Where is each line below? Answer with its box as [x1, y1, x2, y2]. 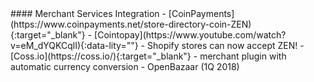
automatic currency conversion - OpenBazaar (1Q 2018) [10, 61, 240, 72]
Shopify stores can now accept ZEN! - [146, 40, 305, 51]
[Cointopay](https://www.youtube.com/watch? [94, 29, 287, 41]
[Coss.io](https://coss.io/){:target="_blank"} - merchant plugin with [10, 50, 287, 62]
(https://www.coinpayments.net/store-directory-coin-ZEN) [10, 18, 252, 30]
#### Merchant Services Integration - [10, 8, 167, 19]
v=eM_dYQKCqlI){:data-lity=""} [10, 40, 139, 51]
